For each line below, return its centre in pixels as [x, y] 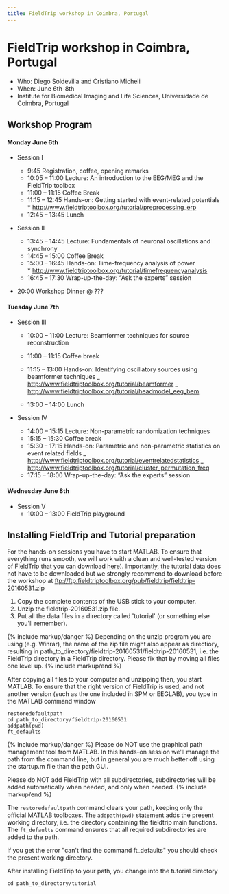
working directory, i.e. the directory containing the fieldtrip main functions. [112, 822]
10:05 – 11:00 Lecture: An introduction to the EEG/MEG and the [115, 178]
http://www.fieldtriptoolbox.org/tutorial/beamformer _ [103, 384]
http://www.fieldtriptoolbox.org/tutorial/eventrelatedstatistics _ [115, 461]
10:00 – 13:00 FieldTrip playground [76, 514]
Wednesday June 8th [38, 491]
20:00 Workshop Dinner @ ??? [60, 291]
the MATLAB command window [51, 701]
